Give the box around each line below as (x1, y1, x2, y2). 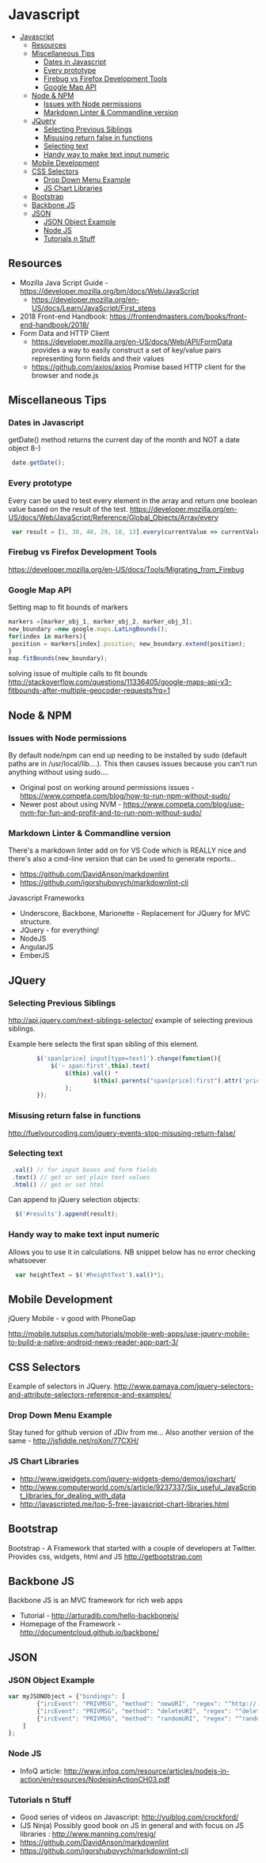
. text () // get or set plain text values (11, 1173, 150, 1182)
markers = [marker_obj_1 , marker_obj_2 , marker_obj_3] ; (8, 618, 193, 626)
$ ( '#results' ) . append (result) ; (15, 1210, 119, 1218)
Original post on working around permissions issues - (19, 783, 195, 792)
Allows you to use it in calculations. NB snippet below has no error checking (8, 1246, 256, 1257)
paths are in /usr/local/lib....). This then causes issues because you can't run (8, 759, 257, 769)
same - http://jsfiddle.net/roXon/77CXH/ (8, 1436, 139, 1445)
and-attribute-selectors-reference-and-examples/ (8, 1390, 172, 1399)
